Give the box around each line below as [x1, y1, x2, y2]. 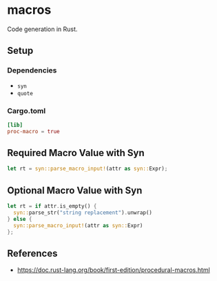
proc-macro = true [7, 128, 60, 135]
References [7, 247, 58, 259]
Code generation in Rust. [7, 25, 78, 33]
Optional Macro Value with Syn [7, 184, 143, 196]
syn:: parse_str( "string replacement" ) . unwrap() [13, 209, 153, 216]
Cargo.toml [7, 106, 46, 115]
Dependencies [7, 66, 57, 75]
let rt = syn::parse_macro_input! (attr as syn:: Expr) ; [7, 165, 168, 173]
